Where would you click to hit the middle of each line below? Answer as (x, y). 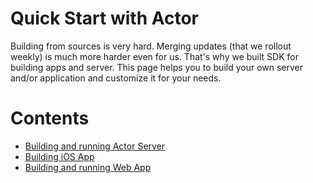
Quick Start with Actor (104, 18)
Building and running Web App (88, 167)
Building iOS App (59, 156)
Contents (50, 118)
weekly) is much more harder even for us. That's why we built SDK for (154, 56)
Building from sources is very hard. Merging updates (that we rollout (151, 46)
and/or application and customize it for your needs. (116, 78)
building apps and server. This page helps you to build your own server (157, 67)
